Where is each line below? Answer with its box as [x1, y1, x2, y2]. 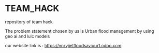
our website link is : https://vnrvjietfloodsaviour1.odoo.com [5, 42, 122, 48]
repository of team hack [5, 19, 53, 25]
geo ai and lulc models [5, 33, 50, 39]
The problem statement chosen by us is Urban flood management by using [5, 28, 155, 34]
